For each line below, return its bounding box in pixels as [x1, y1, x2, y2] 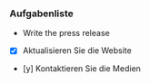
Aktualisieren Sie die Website [22, 45, 132, 56]
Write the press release [22, 28, 111, 39]
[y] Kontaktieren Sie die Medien [22, 63, 141, 74]
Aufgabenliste [9, 7, 75, 20]
